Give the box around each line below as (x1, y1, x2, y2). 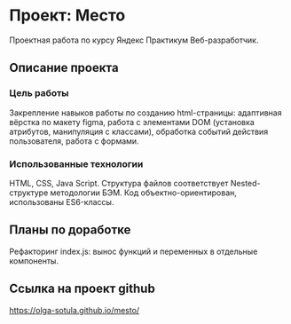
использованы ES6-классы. (9, 196, 114, 207)
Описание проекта (9, 60, 119, 75)
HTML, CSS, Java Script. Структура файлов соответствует (9, 178, 229, 188)
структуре (9, 187, 49, 198)
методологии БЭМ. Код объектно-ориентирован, (50, 187, 238, 198)
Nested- (230, 178, 261, 188)
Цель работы (9, 87, 69, 99)
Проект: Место (9, 5, 126, 26)
